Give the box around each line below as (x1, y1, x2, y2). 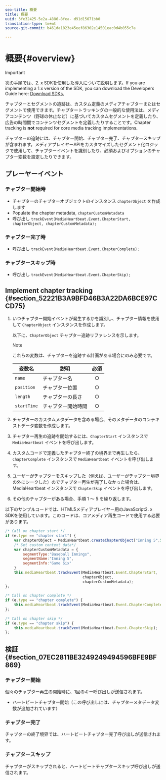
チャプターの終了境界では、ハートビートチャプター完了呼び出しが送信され (5, 731, 157, 737)
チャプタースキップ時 (5, 259, 56, 266)
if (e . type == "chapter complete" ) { (5, 598, 83, 603)
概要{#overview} (5, 53, 76, 64)
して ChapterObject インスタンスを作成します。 (12, 322, 108, 328)
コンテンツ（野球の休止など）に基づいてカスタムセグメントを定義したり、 (9, 113, 161, 119)
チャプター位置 (42, 385, 78, 391)
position (14, 385, 36, 390)
